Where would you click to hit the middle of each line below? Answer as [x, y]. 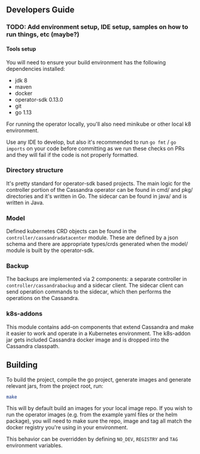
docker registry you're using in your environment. [67, 428]
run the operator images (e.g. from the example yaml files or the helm [92, 415]
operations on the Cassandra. [43, 298]
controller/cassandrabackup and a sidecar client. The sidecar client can [95, 286]
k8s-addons [25, 314]
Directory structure [35, 170]
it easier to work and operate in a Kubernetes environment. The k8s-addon [99, 333]
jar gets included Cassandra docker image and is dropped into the [88, 340]
